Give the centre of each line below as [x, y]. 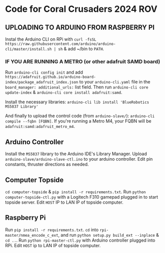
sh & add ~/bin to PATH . [81, 49]
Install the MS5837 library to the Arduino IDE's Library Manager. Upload [76, 154]
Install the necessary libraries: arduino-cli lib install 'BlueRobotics [77, 102]
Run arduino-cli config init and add [44, 72]
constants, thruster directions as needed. [47, 165]
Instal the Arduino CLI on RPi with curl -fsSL [51, 39]
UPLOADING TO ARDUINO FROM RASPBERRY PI [80, 27]
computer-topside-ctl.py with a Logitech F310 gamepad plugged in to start [82, 197]
